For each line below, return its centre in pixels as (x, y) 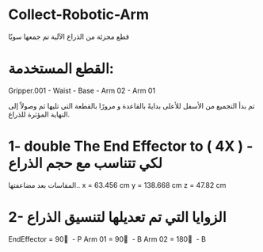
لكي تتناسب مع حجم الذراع (85, 163)
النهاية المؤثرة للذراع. (39, 114)
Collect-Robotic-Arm (78, 15)
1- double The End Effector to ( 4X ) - (131, 146)
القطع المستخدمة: (61, 69)
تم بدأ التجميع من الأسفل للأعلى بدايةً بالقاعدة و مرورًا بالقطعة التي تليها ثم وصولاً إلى (131, 105)
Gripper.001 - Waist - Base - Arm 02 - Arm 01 (82, 90)
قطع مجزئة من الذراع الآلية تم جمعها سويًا (69, 36)
